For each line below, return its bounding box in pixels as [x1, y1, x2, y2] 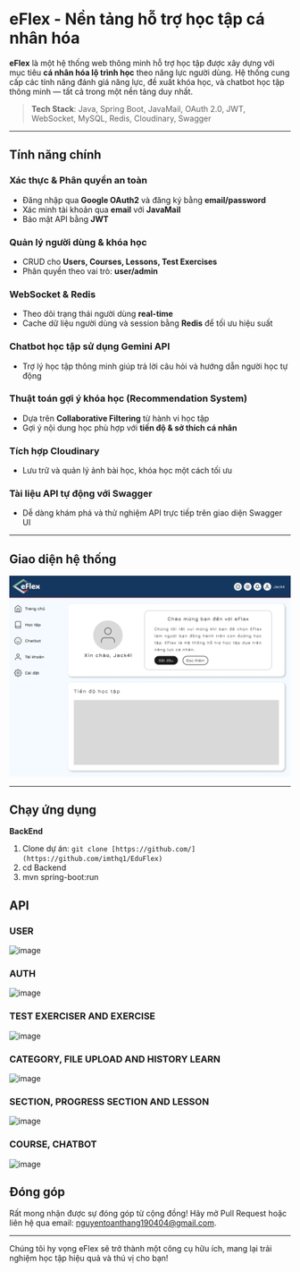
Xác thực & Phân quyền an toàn [9, 175, 147, 187]
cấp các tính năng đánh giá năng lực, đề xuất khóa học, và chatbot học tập [9, 76, 285, 87]
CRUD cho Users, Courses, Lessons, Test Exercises [21, 256, 218, 267]
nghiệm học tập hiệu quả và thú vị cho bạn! [9, 1253, 169, 1264]
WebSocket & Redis [9, 287, 96, 300]
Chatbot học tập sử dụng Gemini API [9, 340, 171, 353]
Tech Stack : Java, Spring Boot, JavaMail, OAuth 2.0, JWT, [30, 103, 246, 114]
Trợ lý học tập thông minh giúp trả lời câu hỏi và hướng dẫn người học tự [21, 361, 288, 371]
